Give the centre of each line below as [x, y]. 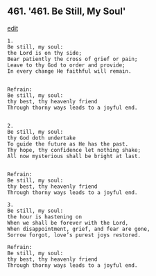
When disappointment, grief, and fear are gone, [79, 229]
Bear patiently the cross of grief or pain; [72, 59]
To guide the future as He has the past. [68, 144]
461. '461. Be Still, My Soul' [67, 11]
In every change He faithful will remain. [69, 71]
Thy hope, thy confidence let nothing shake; [74, 150]
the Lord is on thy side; [44, 53]
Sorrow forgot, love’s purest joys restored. [74, 235]
